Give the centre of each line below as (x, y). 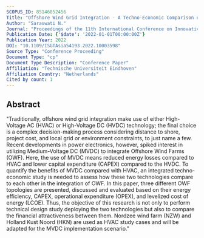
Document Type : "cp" (32, 57)
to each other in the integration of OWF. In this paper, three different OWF (98, 183)
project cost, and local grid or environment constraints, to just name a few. (99, 138)
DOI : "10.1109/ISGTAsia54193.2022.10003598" (63, 46)
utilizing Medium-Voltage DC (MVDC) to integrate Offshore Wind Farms (95, 151)
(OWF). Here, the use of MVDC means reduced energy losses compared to (100, 157)
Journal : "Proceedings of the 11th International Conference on (89, 29)
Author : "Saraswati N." (36, 23)
